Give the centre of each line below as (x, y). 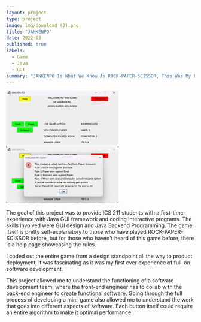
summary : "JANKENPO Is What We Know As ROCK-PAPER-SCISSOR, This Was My (99, 76)
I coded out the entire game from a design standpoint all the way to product (99, 256)
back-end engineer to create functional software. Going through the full (94, 293)
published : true (26, 44)
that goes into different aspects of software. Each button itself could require (100, 306)
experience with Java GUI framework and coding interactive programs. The (99, 219)
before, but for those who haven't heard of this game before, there (112, 238)
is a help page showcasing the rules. (51, 244)
